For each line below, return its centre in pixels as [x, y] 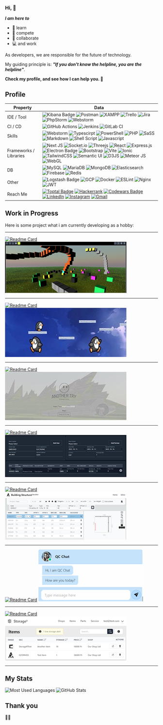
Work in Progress [32, 213]
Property [23, 107]
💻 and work [24, 44]
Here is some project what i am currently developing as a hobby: [70, 225]
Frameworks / [21, 150]
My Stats [19, 679]
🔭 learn [19, 28]
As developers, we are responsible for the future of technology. [68, 55]
